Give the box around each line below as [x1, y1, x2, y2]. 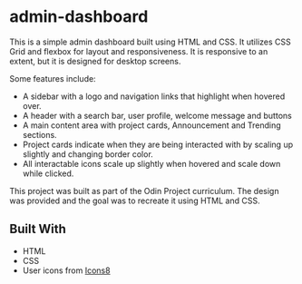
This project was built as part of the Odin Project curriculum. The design [9, 185, 279, 196]
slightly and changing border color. [22, 148, 154, 160]
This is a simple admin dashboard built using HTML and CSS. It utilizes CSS [9, 36, 292, 47]
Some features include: [9, 73, 97, 83]
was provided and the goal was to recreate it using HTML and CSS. [9, 195, 260, 206]
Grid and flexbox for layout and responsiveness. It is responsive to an [9, 45, 268, 56]
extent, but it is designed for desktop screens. [9, 55, 181, 66]
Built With [9, 221, 66, 237]
